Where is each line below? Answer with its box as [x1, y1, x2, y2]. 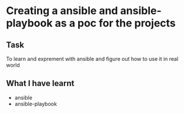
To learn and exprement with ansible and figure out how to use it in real [6, 56, 179, 62]
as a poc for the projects [55, 16, 176, 30]
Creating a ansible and [6, 4, 118, 18]
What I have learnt [6, 78, 75, 88]
